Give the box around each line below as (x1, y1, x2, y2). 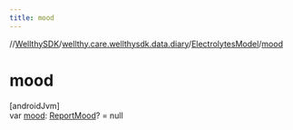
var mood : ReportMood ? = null (9, 110, 124, 121)
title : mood (9, 13, 54, 23)
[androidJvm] (9, 100, 61, 111)
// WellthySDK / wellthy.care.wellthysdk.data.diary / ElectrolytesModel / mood (9, 38, 284, 49)
